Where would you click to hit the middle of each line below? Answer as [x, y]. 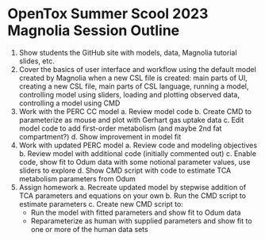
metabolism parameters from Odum [77, 178]
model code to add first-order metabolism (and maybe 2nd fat [120, 128]
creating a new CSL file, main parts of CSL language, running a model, [134, 86]
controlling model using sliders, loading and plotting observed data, [129, 94]
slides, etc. [36, 61]
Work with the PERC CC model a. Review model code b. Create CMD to [135, 111]
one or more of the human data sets [89, 229]
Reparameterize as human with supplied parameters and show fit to [141, 221]
